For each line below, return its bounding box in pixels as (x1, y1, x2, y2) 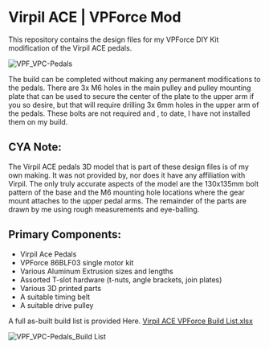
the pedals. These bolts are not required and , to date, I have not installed (8, 109, 251, 118)
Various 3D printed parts (19, 283, 102, 293)
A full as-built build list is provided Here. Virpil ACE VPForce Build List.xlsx (8, 316, 253, 326)
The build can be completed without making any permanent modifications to (8, 74, 261, 84)
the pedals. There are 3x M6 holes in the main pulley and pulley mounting (8, 83, 251, 92)
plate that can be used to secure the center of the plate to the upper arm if (8, 91, 255, 101)
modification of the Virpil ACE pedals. (8, 43, 132, 52)
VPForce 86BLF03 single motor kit (19, 257, 134, 267)
